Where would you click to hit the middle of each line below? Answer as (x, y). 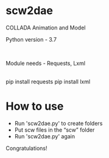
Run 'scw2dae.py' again (45, 136)
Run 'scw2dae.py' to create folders (58, 123)
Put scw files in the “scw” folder (54, 130)
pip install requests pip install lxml (48, 81)
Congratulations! (26, 148)
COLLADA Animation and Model (46, 28)
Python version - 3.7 (31, 39)
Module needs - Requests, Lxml (46, 63)
